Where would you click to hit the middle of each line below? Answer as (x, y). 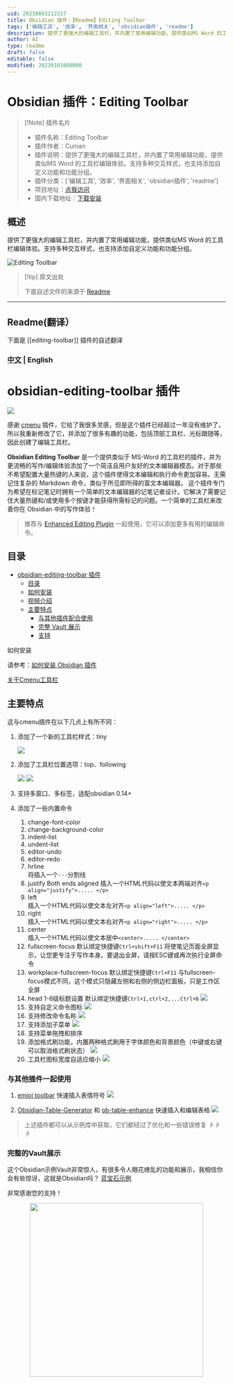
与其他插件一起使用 (39, 1079)
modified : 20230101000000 (44, 65)
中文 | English (30, 360)
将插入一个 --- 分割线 (57, 874)
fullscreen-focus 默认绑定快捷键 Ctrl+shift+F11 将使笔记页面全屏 (120, 946)
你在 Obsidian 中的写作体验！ (55, 509)
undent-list (43, 844)
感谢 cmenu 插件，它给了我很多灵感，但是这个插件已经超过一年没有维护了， (116, 425)
